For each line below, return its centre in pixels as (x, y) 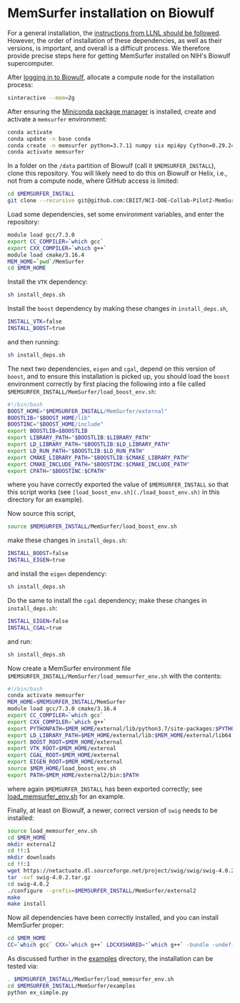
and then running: (34, 341)
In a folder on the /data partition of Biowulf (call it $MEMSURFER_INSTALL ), (112, 166)
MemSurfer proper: (36, 925)
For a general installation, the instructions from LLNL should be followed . (114, 33)
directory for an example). (46, 500)
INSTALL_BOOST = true (36, 329)
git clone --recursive (41, 201)
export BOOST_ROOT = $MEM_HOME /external (65, 742)
